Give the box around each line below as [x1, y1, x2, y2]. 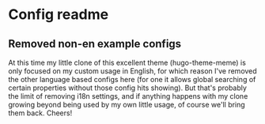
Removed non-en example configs [8, 37, 182, 51]
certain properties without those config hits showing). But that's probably [8, 83, 248, 92]
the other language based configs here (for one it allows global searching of [8, 75, 256, 84]
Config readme [8, 6, 109, 24]
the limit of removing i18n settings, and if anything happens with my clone [8, 92, 248, 100]
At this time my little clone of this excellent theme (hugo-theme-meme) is [8, 58, 247, 67]
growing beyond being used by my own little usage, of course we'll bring [8, 100, 245, 109]
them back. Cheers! [8, 108, 73, 118]
